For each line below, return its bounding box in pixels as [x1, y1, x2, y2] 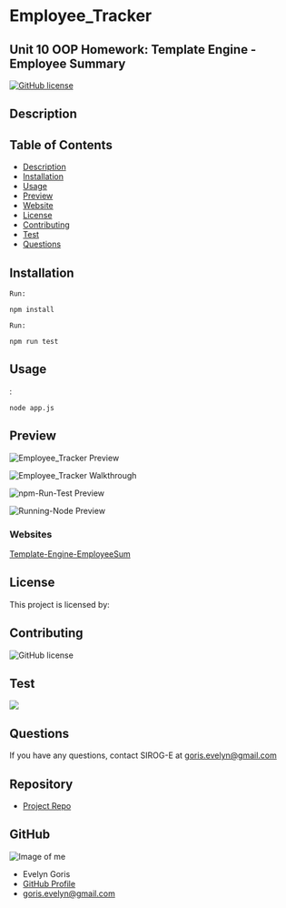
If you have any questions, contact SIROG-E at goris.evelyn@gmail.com [9, 750, 277, 761]
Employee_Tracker [9, 5, 153, 26]
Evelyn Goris [22, 868, 71, 879]
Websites [9, 528, 53, 540]
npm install [9, 306, 54, 315]
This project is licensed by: [9, 599, 111, 610]
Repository [9, 776, 74, 792]
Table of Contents [9, 137, 113, 153]
